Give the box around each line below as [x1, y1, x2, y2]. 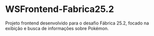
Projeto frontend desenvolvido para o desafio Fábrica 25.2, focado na [5, 20, 149, 26]
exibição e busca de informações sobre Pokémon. [5, 25, 109, 31]
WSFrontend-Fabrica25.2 [5, 3, 114, 15]
